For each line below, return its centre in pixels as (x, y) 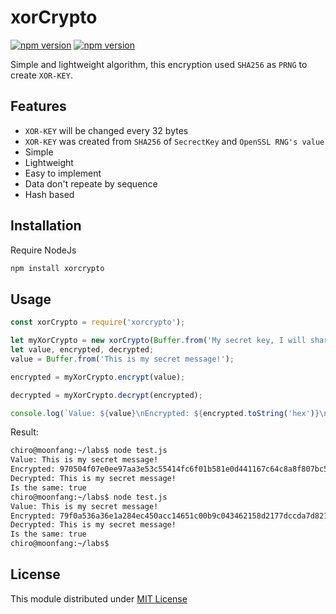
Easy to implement (63, 173)
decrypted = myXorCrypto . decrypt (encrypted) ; (106, 395)
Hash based (49, 194)
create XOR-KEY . (41, 75)
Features (38, 106)
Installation (46, 226)
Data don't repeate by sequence (91, 183)
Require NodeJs (43, 250)
